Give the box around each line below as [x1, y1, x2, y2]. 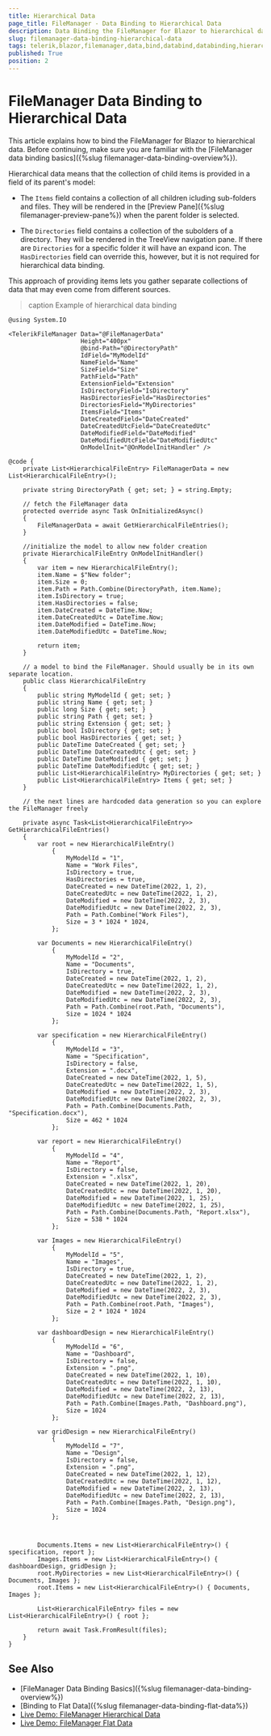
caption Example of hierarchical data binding [27, 300, 177, 310]
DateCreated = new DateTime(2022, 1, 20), [65, 1179, 211, 1188]
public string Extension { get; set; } [37, 719, 172, 728]
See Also [8, 1662, 54, 1676]
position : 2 [8, 57, 48, 66]
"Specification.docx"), [8, 1109, 89, 1117]
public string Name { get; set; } [37, 698, 153, 707]
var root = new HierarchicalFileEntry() [37, 839, 175, 848]
